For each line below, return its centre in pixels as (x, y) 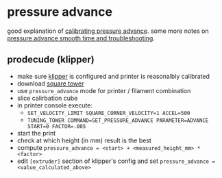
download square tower (50, 84)
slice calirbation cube (47, 98)
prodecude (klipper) (51, 60)
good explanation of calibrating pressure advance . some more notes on (108, 31)
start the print (36, 133)
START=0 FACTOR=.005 (57, 126)
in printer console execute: (55, 105)
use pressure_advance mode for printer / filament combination (104, 90)
